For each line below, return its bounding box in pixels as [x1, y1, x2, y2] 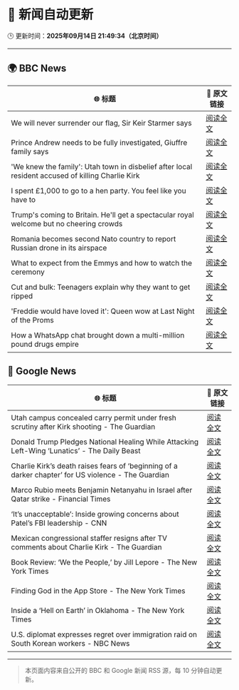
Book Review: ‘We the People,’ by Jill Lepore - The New [11, 557, 198, 567]
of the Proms [11, 315, 55, 325]
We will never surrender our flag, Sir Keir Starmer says [11, 118, 192, 128]
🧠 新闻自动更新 [7, 6, 94, 23]
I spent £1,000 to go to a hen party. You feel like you [11, 186, 186, 196]
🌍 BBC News [7, 62, 67, 75]
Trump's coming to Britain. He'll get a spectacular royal [11, 210, 194, 220]
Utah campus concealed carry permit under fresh [11, 412, 176, 422]
